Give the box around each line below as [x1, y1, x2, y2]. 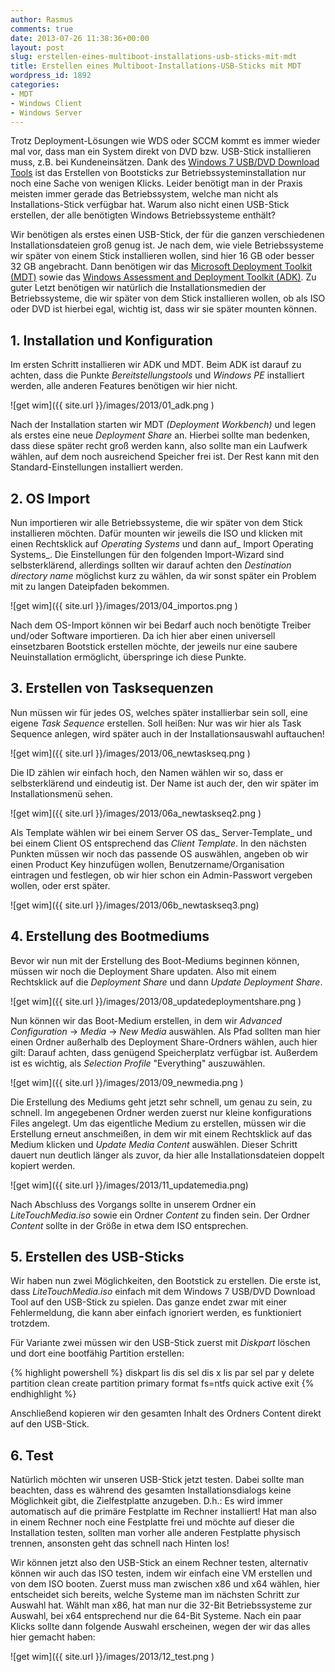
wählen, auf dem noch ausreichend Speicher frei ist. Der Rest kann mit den [10, 451, 320, 463]
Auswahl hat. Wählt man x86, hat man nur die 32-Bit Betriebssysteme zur [10, 1599, 313, 1611]
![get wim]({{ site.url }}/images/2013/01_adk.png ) [10, 399, 215, 411]
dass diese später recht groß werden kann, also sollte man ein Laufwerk [10, 440, 308, 452]
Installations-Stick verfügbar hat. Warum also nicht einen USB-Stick [10, 199, 290, 211]
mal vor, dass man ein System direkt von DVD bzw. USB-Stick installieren [10, 146, 312, 158]
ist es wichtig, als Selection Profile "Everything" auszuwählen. [10, 1057, 266, 1069]
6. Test [10, 1447, 54, 1464]
